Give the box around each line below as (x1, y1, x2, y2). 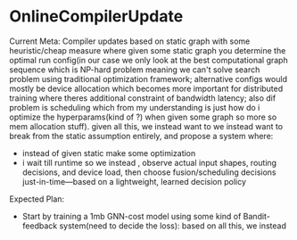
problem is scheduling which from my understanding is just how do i (9, 102, 260, 112)
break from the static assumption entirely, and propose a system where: (9, 130, 274, 141)
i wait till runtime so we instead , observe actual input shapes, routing (21, 157, 277, 168)
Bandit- (243, 211, 270, 221)
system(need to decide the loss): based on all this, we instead (59, 220, 287, 231)
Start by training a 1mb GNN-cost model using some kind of (21, 211, 242, 221)
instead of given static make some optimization (21, 147, 196, 158)
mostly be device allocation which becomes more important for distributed (9, 83, 284, 94)
